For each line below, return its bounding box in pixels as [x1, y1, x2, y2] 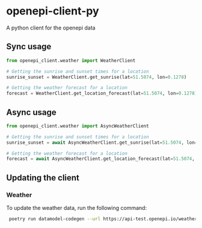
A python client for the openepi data [6, 24, 96, 31]
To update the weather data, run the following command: [6, 205, 147, 211]
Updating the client [6, 173, 80, 183]
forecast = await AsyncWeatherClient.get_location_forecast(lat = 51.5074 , [6, 156, 195, 162]
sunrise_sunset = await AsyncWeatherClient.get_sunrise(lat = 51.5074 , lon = [6, 140, 198, 146]
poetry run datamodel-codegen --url [8, 216, 101, 222]
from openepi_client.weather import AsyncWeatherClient [6, 123, 149, 129]
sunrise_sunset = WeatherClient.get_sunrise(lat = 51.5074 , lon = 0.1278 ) [6, 74, 187, 80]
